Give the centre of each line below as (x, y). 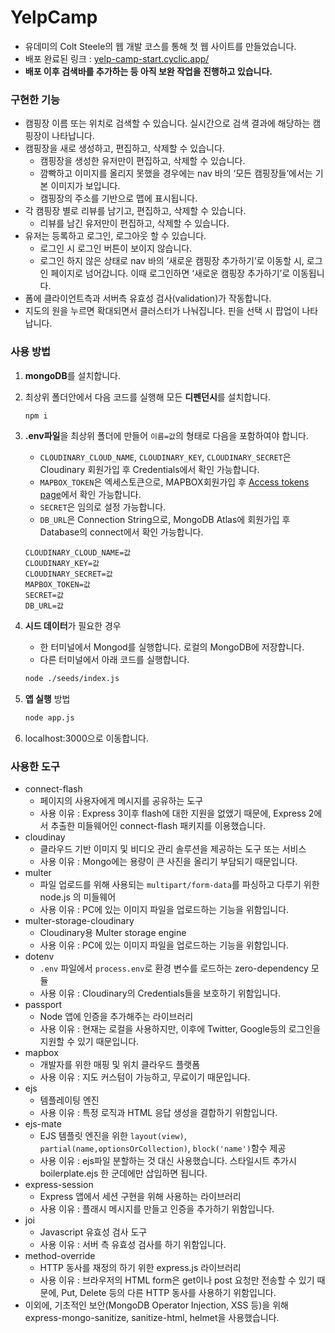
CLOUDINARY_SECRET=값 (68, 574)
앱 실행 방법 (47, 699)
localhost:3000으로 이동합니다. (86, 738)
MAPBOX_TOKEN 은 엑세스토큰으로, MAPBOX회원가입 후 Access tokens (174, 482)
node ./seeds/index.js (72, 679)
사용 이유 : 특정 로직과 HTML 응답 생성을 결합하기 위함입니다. (158, 1113)
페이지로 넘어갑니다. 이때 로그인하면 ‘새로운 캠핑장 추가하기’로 (170, 273)
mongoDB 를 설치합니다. (72, 375)
